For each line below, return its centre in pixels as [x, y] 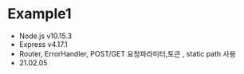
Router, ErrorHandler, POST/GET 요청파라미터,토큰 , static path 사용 [127, 53]
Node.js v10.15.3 [45, 36]
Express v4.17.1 [43, 44]
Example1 [40, 14]
